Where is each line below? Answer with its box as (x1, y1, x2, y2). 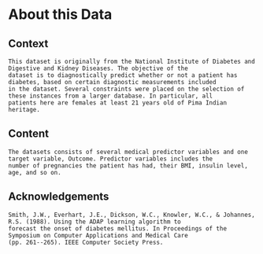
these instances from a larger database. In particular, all (8, 92, 213, 100)
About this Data (8, 6, 113, 24)
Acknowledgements (8, 190, 109, 204)
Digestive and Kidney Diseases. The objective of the (8, 64, 189, 72)
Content (8, 127, 50, 141)
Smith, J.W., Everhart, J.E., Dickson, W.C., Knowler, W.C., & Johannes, (8, 211, 256, 219)
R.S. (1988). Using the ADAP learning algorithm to (8, 218, 181, 226)
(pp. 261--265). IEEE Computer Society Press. (8, 238, 164, 246)
